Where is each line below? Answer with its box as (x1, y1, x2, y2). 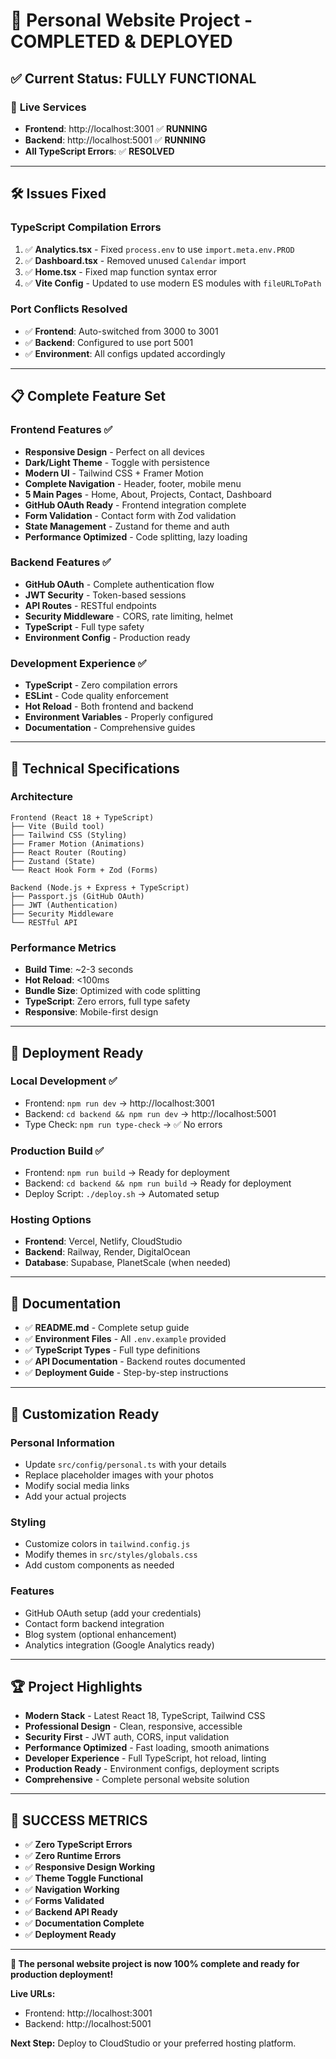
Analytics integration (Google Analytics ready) (24, 1639, 215, 1651)
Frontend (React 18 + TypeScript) (10, 812, 155, 823)
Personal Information (10, 1435, 115, 1449)
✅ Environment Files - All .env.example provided (24, 1333, 227, 1345)
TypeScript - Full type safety (24, 620, 145, 633)
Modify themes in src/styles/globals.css (24, 1549, 198, 1561)
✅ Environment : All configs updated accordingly (24, 347, 226, 359)
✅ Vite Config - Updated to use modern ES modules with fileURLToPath (24, 277, 322, 289)
